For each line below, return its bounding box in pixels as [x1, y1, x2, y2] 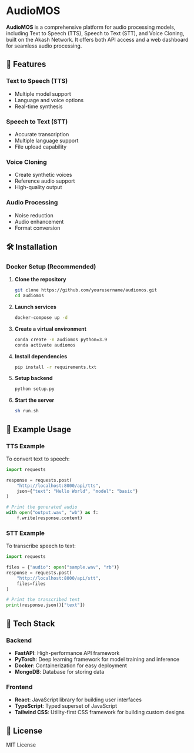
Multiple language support [14, 137, 79, 144]
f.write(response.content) [16, 515, 83, 521]
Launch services [14, 303, 57, 310]
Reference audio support [14, 177, 75, 184]
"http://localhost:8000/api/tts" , [16, 483, 101, 489]
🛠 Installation [6, 242, 58, 252]
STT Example [6, 529, 45, 537]
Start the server [14, 396, 55, 404]
